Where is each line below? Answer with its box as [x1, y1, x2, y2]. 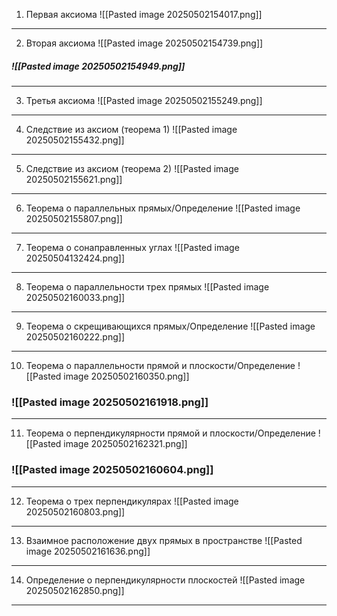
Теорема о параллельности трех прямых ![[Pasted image [25, 280, 270, 293]
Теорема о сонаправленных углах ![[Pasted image [25, 241, 240, 253]
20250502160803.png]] [25, 505, 126, 518]
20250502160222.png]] [25, 330, 126, 343]
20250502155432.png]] [25, 134, 125, 146]
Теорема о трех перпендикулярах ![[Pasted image [25, 495, 239, 507]
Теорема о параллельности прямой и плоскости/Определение [25, 359, 296, 371]
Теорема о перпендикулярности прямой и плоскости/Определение [25, 427, 316, 439]
